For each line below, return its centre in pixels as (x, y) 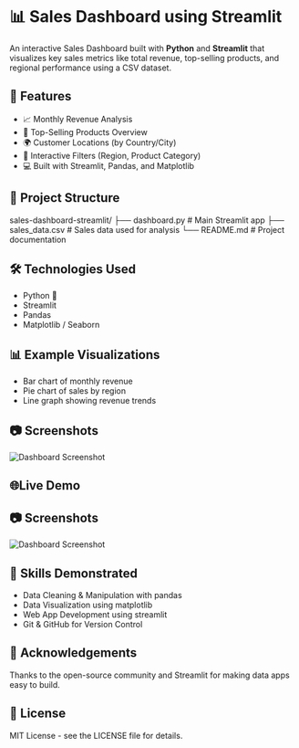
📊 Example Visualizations (85, 355)
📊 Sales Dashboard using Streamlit (146, 17)
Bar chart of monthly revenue (78, 381)
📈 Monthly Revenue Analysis (77, 119)
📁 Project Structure (65, 198)
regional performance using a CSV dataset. (90, 68)
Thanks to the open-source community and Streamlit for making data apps (149, 675)
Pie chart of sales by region (74, 391)
